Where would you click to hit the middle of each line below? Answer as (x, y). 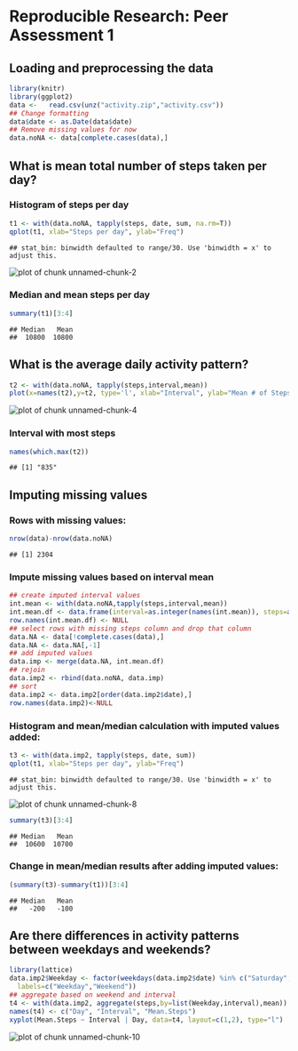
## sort (24, 686)
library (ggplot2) (41, 96)
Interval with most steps (63, 433)
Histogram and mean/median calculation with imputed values (145, 726)
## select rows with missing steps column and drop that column (130, 629)
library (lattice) (41, 970)
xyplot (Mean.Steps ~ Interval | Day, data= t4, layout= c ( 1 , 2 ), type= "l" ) (146, 1020)
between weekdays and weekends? (110, 950)
